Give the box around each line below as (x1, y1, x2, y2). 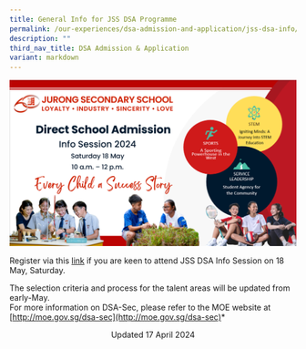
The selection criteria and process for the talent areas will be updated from (9, 282, 291, 293)
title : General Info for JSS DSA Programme (9, 15, 178, 24)
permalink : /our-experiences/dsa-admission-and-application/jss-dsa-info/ (9, 24, 300, 34)
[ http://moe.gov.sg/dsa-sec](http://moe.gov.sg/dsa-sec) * (9, 311, 226, 323)
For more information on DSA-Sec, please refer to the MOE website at (9, 302, 271, 313)
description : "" (9, 34, 71, 43)
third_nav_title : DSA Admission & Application (9, 44, 189, 53)
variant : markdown (9, 53, 79, 63)
